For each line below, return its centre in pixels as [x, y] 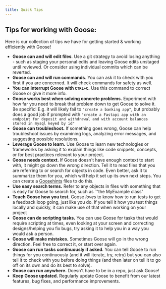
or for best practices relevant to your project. [58, 155]
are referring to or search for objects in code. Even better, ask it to [80, 171]
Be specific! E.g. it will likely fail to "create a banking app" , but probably [86, 109]
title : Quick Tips [24, 10]
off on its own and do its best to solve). [52, 265]
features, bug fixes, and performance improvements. [66, 281]
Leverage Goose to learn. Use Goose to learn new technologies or [80, 144]
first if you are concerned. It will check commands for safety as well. [82, 83]
